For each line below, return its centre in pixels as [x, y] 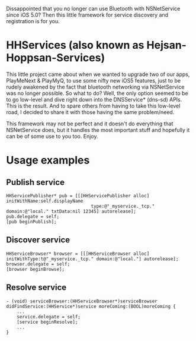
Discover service [38, 240]
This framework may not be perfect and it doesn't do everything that [90, 124]
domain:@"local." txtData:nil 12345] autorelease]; [71, 211]
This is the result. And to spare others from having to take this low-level [93, 106]
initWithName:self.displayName [45, 201]
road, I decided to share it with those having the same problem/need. [90, 112]
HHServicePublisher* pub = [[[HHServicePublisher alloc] [78, 195]
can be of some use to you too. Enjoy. [52, 136]
